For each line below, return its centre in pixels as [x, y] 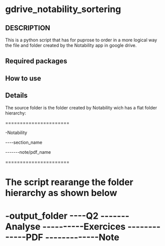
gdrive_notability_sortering [63, 9]
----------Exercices [84, 227]
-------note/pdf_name [28, 152]
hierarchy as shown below [61, 193]
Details [16, 96]
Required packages [36, 61]
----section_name [24, 142]
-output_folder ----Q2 [52, 216]
